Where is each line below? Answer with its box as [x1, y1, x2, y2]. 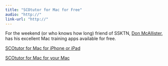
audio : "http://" [5, 12, 42, 17]
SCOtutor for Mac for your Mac [5, 55, 70, 61]
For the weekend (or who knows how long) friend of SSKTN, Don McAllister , [5, 30, 163, 36]
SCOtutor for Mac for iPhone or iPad [5, 45, 81, 51]
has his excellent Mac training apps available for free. [5, 35, 116, 41]
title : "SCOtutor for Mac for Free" [5, 7, 82, 12]
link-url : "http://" [5, 16, 49, 21]
